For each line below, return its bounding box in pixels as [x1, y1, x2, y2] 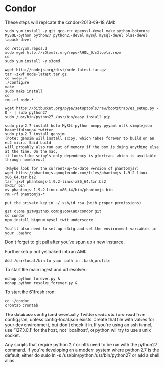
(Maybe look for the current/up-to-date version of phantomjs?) [5, 166, 139, 171]
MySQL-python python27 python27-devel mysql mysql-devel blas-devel [5, 33, 148, 38]
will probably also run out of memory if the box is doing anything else [5, 144, 159, 150]
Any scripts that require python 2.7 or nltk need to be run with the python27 [5, 341, 158, 347]
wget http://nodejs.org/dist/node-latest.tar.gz [5, 67, 106, 72]
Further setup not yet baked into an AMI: [5, 248, 87, 254]
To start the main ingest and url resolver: [5, 266, 87, 272]
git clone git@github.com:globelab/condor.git [5, 209, 102, 214]
